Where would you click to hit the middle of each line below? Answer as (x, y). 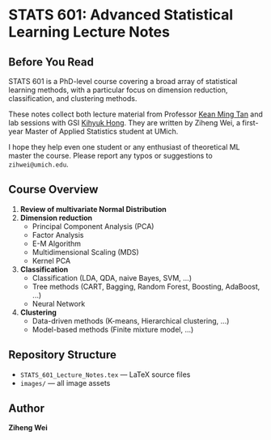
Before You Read (51, 62)
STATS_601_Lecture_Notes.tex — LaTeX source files (105, 374)
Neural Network (59, 303)
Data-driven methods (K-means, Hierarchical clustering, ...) (131, 320)
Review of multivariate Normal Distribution (93, 209)
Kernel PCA (51, 260)
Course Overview (53, 190)
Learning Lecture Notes (89, 32)
